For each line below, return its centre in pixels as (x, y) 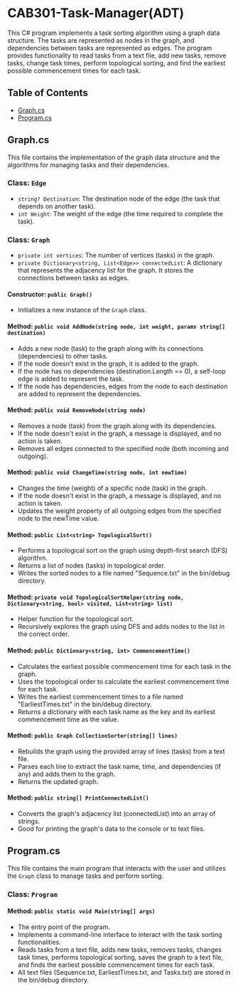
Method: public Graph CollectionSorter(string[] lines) (92, 736)
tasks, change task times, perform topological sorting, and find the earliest (117, 63)
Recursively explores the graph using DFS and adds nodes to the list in (121, 627)
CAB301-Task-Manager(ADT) (96, 13)
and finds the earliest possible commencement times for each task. (116, 965)
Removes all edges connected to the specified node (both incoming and (123, 448)
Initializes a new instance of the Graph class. (82, 310)
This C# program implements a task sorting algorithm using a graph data (114, 33)
